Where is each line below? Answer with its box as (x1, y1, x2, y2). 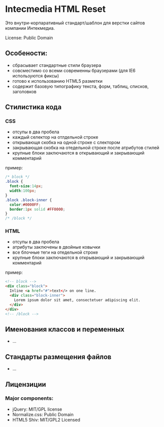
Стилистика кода (5, 103, 62, 111)
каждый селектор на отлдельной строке (12, 134, 99, 140)
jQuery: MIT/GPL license (12, 406, 62, 412)
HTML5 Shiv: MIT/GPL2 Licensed (12, 417, 80, 423)
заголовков (12, 88, 37, 95)
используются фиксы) (12, 73, 59, 79)
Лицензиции (5, 380, 46, 388)
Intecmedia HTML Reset (5, 3, 106, 15)
